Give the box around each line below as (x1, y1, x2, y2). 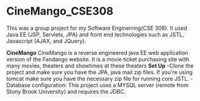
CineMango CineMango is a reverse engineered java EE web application (6, 49, 188, 56)
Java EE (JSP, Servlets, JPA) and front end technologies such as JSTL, (6, 30, 184, 38)
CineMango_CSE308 (6, 4, 114, 18)
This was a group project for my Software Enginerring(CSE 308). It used (6, 24, 187, 32)
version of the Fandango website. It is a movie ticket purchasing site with (6, 55, 190, 63)
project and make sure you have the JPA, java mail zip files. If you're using (6, 68, 193, 75)
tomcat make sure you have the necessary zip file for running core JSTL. (6, 75, 190, 82)
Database (6, 81, 30, 89)
